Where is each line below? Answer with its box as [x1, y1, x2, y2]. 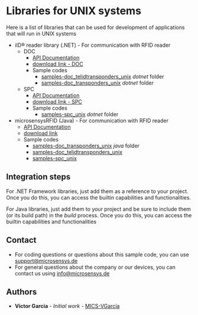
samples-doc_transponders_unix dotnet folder [41, 79, 154, 86]
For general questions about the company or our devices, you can [14, 263, 176, 271]
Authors [6, 287, 37, 297]
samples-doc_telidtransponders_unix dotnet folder [41, 73, 164, 80]
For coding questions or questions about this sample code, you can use [14, 250, 189, 258]
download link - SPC [32, 98, 83, 105]
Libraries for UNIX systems [6, 4, 142, 18]
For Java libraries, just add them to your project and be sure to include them [6, 205, 191, 213]
